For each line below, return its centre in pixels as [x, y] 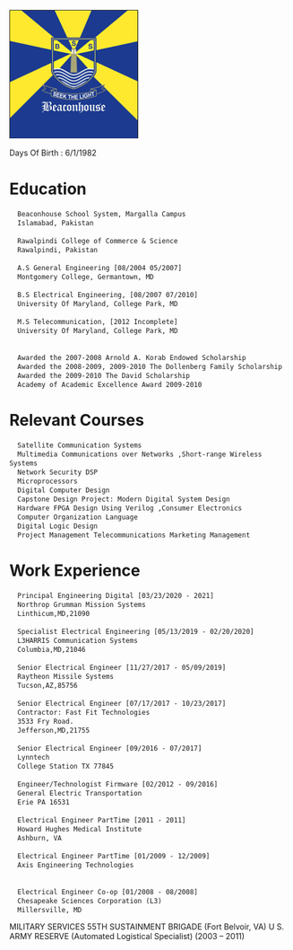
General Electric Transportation [80, 793]
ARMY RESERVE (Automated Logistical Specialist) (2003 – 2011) [127, 936]
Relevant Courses [77, 421]
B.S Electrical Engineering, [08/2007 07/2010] [108, 295]
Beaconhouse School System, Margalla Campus [102, 214]
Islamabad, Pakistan [56, 223]
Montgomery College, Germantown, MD [86, 277]
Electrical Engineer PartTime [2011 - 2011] [102, 820]
